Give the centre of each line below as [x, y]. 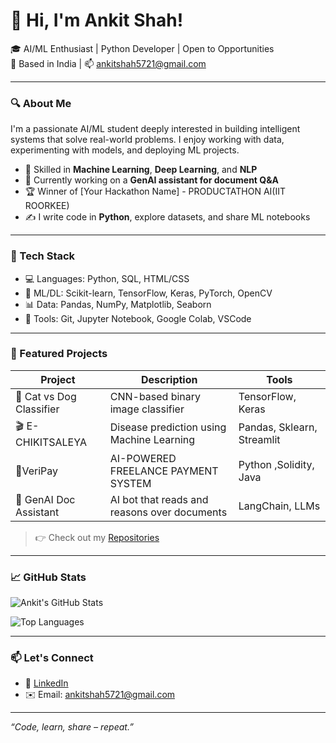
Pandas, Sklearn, [278, 427]
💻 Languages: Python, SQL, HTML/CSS [107, 278]
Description [169, 379]
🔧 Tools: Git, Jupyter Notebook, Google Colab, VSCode [138, 318]
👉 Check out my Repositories [97, 537]
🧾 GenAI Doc [45, 499]
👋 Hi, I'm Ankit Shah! [97, 20]
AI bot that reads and [159, 499]
